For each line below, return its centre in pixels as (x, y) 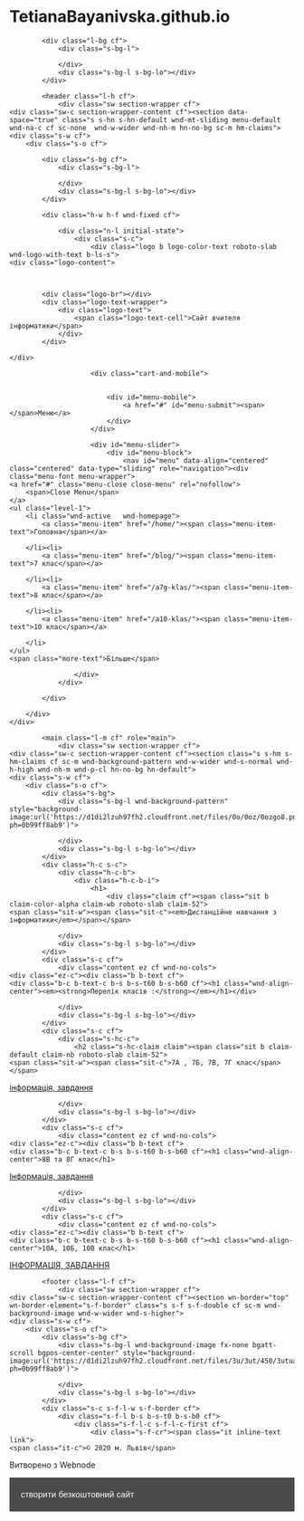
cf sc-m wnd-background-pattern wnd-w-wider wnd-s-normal (161, 761)
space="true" (34, 120)
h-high (22, 770)
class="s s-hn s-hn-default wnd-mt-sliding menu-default (171, 120)
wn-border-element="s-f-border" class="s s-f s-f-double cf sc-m (135, 1306)
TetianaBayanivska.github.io (120, 17)
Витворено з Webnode (52, 1465)
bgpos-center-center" (78, 1353)
